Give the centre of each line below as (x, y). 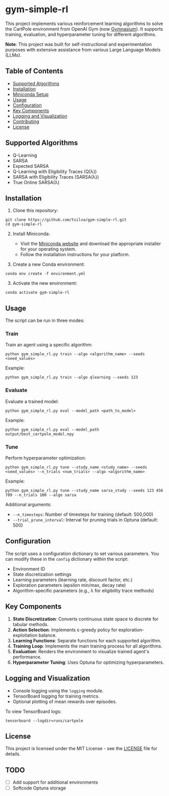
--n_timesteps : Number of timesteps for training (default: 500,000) (83, 514)
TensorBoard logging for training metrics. (56, 696)
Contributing (26, 121)
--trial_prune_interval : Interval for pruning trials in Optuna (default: (85, 520)
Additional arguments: (29, 505)
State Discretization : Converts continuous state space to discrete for (86, 619)
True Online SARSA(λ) (36, 182)
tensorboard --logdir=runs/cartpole (44, 720)
